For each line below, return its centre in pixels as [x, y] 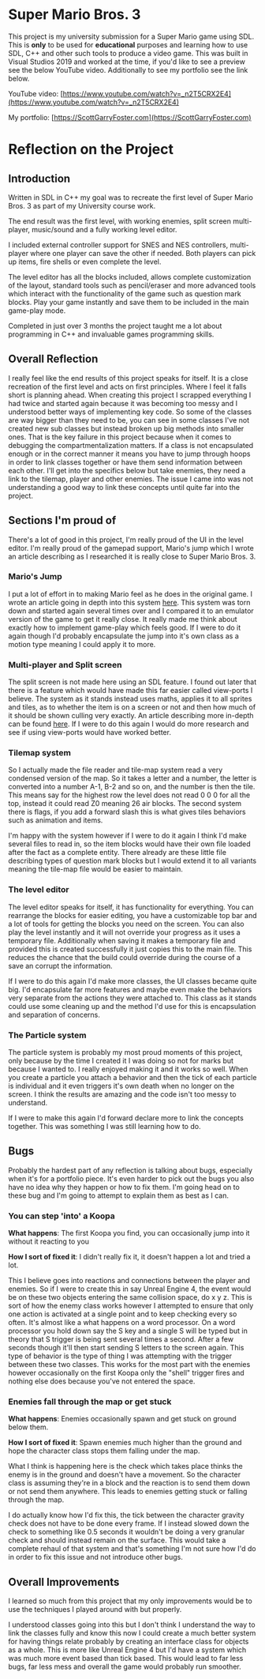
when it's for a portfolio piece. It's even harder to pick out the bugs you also [131, 1178]
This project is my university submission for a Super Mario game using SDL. [131, 36]
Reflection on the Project [91, 150]
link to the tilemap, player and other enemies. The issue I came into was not [131, 479]
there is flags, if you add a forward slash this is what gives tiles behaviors [127, 812]
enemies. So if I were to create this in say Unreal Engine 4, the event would [130, 1289]
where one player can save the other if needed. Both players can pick [143, 253]
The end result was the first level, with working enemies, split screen [119, 221]
